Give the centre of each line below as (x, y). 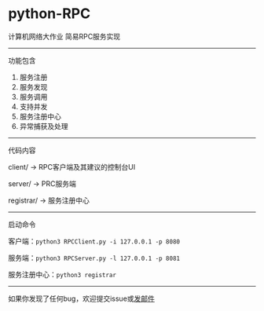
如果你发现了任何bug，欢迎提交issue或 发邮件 (82, 298)
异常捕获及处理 (44, 126)
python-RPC (49, 14)
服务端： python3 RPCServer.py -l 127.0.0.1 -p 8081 (94, 258)
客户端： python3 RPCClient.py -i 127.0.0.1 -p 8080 (94, 241)
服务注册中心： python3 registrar (62, 274)
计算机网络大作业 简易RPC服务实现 (64, 36)
